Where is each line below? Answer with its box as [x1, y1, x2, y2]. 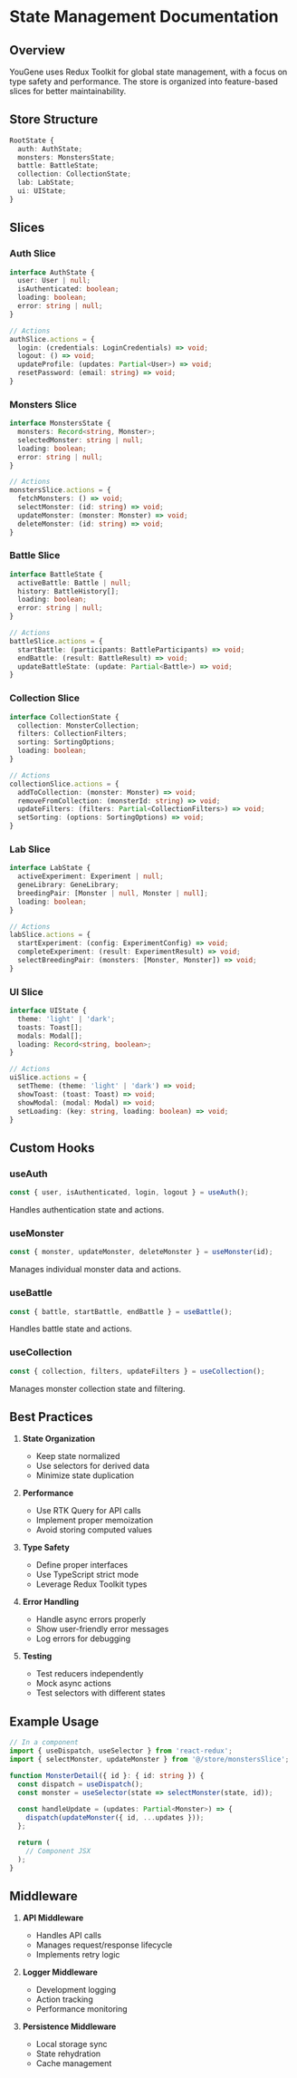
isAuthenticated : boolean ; [17, 285, 120, 294]
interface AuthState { [9, 267, 95, 277]
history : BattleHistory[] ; [17, 586, 120, 595]
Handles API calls [35, 1930, 102, 1941]
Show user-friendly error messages [35, 1624, 169, 1635]
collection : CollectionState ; [17, 169, 131, 179]
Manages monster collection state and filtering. [9, 1383, 186, 1394]
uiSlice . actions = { [9, 1073, 88, 1082]
